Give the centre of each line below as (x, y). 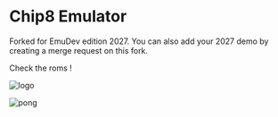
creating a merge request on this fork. (79, 50)
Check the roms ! (41, 68)
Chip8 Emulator (68, 17)
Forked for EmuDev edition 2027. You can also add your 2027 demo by (139, 41)
